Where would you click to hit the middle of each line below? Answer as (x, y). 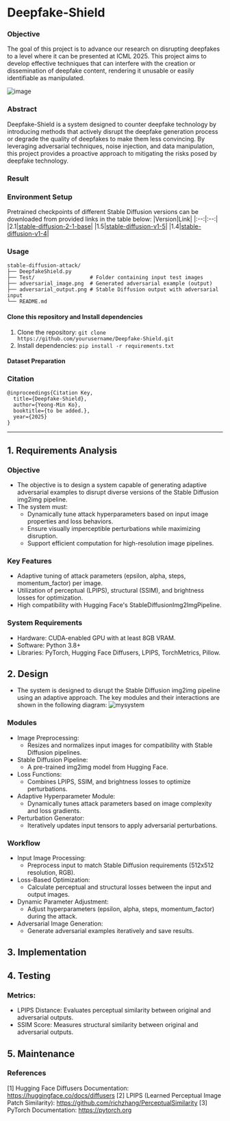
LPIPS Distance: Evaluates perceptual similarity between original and (114, 1011)
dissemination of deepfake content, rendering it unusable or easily (101, 71)
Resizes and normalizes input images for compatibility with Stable (120, 745)
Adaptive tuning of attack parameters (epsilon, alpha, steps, (101, 576)
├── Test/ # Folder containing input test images (105, 278)
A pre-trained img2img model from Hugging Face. (98, 767)
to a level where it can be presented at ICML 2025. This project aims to (107, 56)
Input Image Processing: (51, 858)
